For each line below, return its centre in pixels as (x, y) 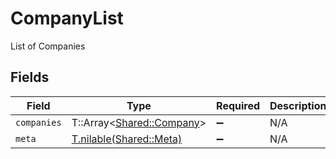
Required (238, 105)
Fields (30, 77)
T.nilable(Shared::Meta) (127, 139)
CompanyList (67, 18)
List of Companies (48, 46)
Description (298, 105)
